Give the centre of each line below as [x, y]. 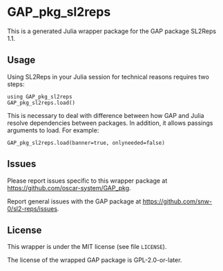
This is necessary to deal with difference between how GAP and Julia [106, 115]
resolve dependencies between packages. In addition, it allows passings [110, 123]
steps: [16, 84]
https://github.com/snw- [177, 201]
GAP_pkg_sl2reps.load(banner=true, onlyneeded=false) [86, 143]
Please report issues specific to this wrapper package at [87, 181]
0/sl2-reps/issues [32, 208]
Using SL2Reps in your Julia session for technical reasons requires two [108, 77]
